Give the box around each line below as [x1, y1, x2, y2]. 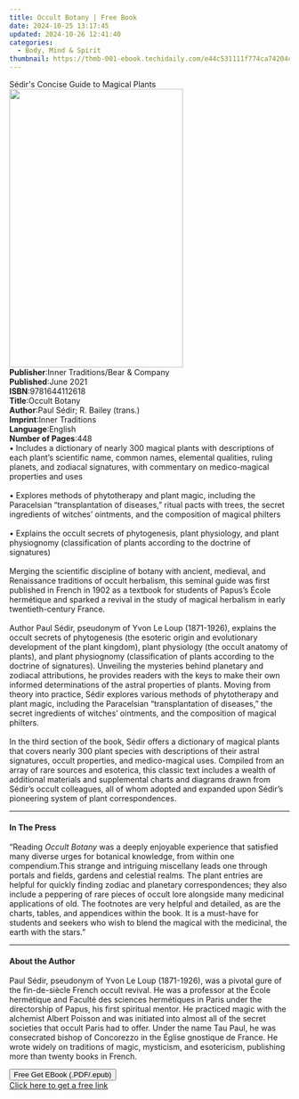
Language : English [9, 424, 77, 434]
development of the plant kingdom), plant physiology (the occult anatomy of [9, 642, 288, 652]
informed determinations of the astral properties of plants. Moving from [9, 679, 271, 690]
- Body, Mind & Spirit [17, 46, 101, 55]
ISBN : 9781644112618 [9, 386, 86, 397]
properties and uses [9, 472, 83, 481]
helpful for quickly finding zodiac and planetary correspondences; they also [9, 880, 287, 890]
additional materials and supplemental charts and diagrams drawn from [9, 775, 271, 784]
